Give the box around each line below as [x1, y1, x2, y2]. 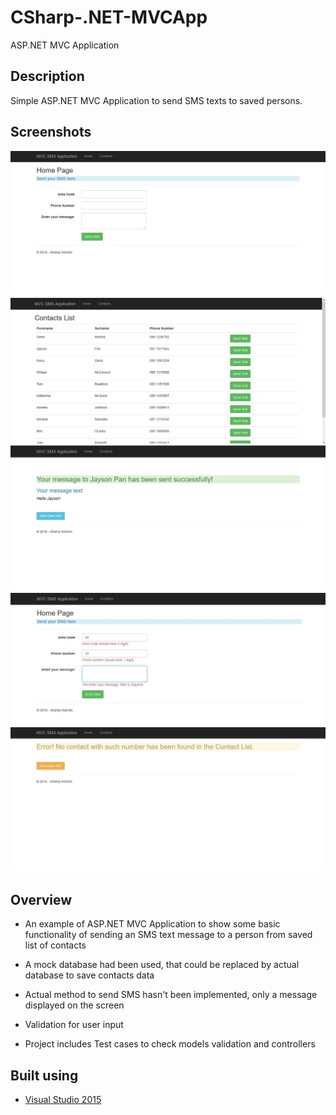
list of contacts [24, 939, 87, 951]
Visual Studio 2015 [24, 1094, 102, 1106]
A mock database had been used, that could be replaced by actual [24, 959, 300, 971]
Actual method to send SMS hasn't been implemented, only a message [24, 989, 318, 1001]
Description [10, 68, 85, 85]
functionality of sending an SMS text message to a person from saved [24, 929, 313, 941]
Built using [10, 1067, 79, 1084]
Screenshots [10, 124, 92, 141]
